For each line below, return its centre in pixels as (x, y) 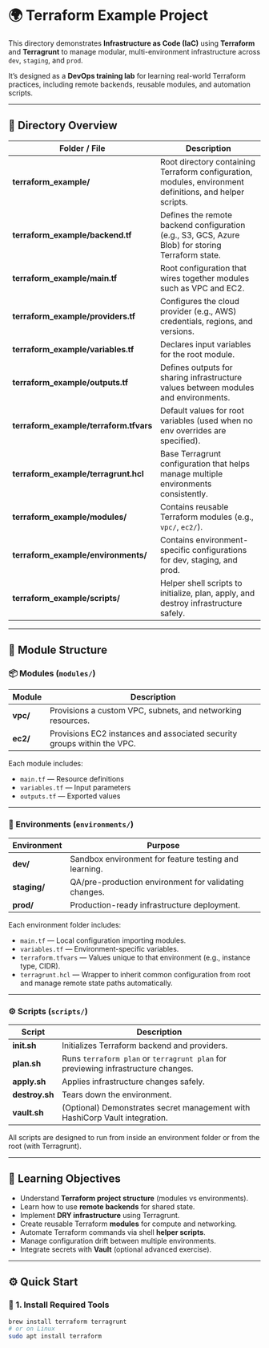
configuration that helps (205, 464)
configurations (219, 550)
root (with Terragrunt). (45, 1146)
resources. (70, 721)
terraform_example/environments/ (80, 554)
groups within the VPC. (92, 744)
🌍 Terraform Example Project (108, 16)
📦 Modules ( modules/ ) (52, 673)
